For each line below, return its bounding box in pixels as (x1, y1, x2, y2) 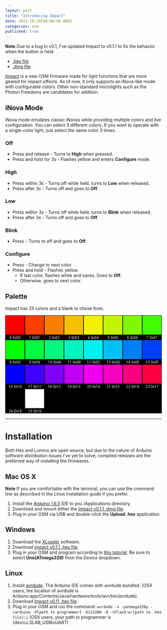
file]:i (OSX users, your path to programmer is (12, 614, 111, 620)
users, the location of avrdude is (12, 588, 79, 594)
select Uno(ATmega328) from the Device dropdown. (12, 554, 121, 560)
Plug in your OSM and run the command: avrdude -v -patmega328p (12, 603, 148, 610)
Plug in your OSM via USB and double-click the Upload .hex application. (12, 511, 161, 517)
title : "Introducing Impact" (5, 13, 66, 18)
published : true (5, 29, 39, 34)
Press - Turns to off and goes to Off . (12, 238, 87, 244)
